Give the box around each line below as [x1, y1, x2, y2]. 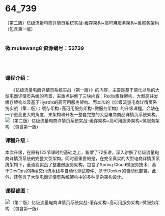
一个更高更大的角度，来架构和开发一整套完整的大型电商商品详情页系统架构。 [5, 111, 160, 117]
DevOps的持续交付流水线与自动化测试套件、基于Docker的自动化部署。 [9, 168, 152, 174]
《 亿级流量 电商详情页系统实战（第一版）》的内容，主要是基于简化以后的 [11, 87, 156, 93]
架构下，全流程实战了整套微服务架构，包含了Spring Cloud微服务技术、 [9, 161, 152, 167]
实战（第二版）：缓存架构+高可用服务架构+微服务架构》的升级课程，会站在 [9, 105, 160, 111]
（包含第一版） [5, 26, 35, 32]
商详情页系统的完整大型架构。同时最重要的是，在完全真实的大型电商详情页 [5, 155, 156, 161]
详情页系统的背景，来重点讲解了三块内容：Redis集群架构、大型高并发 [18, 93, 159, 99]
